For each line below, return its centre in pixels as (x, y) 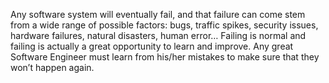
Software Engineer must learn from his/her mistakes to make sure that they (165, 57)
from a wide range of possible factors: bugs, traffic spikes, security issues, (164, 25)
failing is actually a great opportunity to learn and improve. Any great (152, 46)
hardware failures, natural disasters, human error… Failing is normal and (158, 35)
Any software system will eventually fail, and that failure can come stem (158, 14)
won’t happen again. (52, 67)
